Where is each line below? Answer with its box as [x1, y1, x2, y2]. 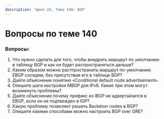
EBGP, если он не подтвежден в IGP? [12, 98, 90, 104]
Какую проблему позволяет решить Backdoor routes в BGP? [12, 103, 138, 109]
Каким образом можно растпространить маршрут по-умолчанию [12, 67, 151, 73]
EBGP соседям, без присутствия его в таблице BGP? [12, 72, 122, 78]
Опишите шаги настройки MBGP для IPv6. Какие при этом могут [12, 82, 148, 88]
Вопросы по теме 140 [5, 28, 97, 39]
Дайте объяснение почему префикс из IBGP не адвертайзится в [12, 93, 147, 99]
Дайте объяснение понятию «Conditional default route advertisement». [12, 78, 159, 83]
